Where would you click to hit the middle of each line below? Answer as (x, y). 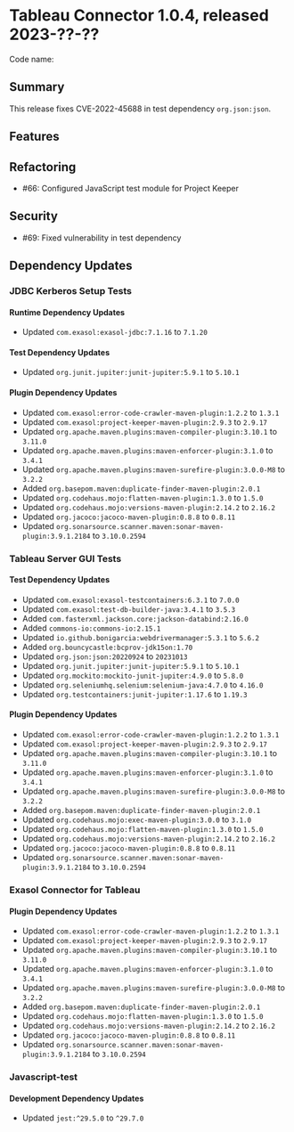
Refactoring (43, 167)
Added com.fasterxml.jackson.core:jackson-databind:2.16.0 (135, 618)
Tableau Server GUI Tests (65, 558)
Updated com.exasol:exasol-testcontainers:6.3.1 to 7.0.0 (131, 599)
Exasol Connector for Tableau (75, 890)
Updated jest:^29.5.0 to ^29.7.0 (83, 1118)
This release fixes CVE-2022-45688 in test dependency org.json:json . (140, 109)
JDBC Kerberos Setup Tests (70, 291)
